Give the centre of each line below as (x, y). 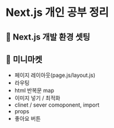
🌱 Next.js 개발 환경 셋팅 (48, 37)
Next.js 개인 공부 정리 (57, 12)
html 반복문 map (34, 91)
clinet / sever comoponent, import (57, 105)
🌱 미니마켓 (24, 59)
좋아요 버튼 (28, 119)
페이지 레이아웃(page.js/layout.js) (55, 75)
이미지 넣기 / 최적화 (37, 98)
